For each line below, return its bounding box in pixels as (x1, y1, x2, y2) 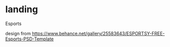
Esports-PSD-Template (5, 36, 54, 42)
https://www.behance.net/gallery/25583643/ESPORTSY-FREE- (32, 30, 165, 36)
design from (5, 30, 31, 36)
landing (5, 4, 38, 15)
